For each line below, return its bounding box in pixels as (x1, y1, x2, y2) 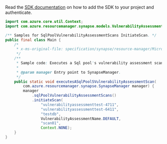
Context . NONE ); (40, 126, 72, 131)
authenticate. (5, 9, 32, 15)
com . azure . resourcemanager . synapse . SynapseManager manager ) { (23, 84, 155, 89)
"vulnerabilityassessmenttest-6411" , (40, 107, 119, 112)
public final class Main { (5, 37, 61, 42)
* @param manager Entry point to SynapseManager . (16, 70, 121, 75)
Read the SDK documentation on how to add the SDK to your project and (5, 4, 154, 10)
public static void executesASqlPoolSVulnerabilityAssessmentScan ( (14, 79, 157, 84)
